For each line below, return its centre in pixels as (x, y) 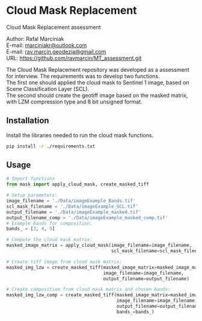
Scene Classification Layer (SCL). (48, 89)
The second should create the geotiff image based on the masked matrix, (97, 95)
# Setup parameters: (32, 195)
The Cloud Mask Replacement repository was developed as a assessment (98, 69)
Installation (28, 121)
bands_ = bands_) (135, 312)
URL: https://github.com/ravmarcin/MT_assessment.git (74, 58)
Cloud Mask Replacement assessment (54, 27)
